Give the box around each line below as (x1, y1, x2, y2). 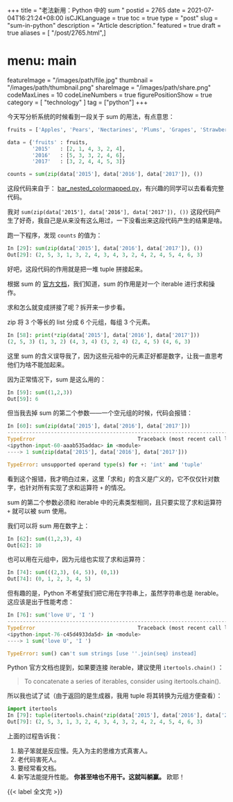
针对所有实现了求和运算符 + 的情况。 (25, 483, 130, 491)
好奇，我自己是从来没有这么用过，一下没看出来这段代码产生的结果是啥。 (19, 216, 226, 224)
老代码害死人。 (17, 755, 60, 764)
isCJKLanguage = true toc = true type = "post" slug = (64, 14, 218, 22)
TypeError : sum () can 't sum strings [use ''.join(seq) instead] (7, 650, 197, 657)
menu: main (7, 53, 77, 69)
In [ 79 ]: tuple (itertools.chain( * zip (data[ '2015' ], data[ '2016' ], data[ (7, 712, 222, 719)
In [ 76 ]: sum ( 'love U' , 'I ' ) (7, 612, 95, 619)
